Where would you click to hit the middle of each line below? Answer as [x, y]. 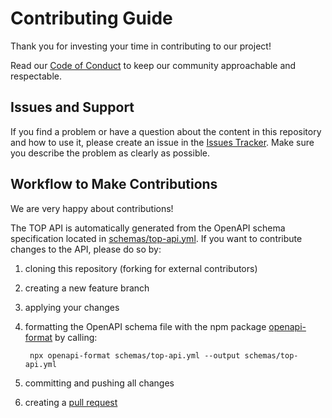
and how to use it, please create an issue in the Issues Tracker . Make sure [162, 142]
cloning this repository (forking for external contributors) [141, 268]
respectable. [36, 76]
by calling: [76, 337]
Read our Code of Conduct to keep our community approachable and [153, 65]
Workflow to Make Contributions [114, 184]
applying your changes [72, 307]
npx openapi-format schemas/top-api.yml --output [135, 355]
